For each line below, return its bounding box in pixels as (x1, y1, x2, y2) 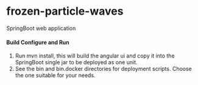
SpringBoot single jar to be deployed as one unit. (15, 59, 138, 66)
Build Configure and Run (6, 39, 70, 46)
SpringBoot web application (6, 24, 76, 32)
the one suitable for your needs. (15, 72, 96, 79)
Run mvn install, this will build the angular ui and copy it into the (15, 52, 175, 59)
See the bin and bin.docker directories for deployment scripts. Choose (15, 65, 192, 73)
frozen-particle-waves (6, 4, 124, 18)
